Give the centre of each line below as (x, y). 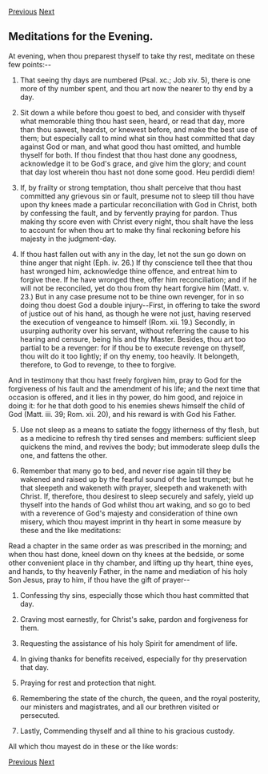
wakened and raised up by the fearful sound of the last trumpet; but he (137, 479)
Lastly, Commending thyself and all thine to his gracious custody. (127, 731)
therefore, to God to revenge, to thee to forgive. (98, 364)
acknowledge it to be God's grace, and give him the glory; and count (133, 163)
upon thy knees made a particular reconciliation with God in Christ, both (138, 204)
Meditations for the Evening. (81, 36)
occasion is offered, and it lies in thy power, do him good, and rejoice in (126, 397)
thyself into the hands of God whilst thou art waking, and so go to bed (135, 504)
